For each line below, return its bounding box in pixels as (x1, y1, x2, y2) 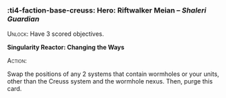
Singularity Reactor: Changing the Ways (7, 43, 125, 52)
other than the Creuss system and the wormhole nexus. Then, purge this (7, 77, 213, 86)
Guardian (7, 14, 40, 23)
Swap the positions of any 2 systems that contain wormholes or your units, (7, 70, 219, 78)
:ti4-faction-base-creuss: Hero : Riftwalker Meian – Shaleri (7, 6, 207, 15)
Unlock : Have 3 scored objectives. (7, 30, 105, 38)
